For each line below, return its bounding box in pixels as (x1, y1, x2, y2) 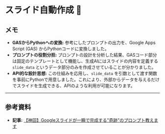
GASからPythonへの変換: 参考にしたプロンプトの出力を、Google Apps (12, 40, 156, 45)
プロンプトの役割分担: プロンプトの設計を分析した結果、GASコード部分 (12, 52, 157, 58)
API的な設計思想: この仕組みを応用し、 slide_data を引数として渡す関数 (12, 70, 157, 76)
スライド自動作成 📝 (5, 4, 82, 16)
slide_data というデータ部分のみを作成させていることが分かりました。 (12, 65, 156, 70)
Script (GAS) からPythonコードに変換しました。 (12, 46, 110, 52)
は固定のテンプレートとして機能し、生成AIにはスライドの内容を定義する (12, 58, 159, 64)
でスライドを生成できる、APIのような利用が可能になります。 (12, 83, 135, 89)
